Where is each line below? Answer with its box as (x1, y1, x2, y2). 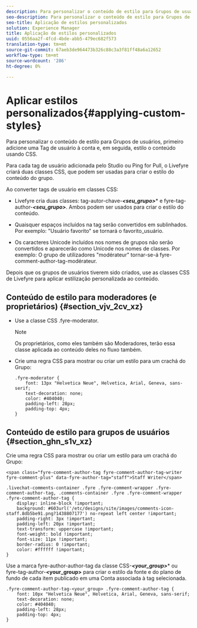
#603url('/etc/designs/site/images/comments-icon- (47, 505, 175, 512)
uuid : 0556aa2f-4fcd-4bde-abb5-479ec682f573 (6, 36, 117, 42)
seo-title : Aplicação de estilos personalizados (6, 19, 127, 25)
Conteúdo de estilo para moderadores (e (6, 292, 157, 302)
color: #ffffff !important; (16, 546, 85, 553)
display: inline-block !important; (16, 500, 104, 506)
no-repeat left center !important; (90, 510, 177, 516)
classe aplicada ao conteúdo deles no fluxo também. (14, 346, 142, 353)
